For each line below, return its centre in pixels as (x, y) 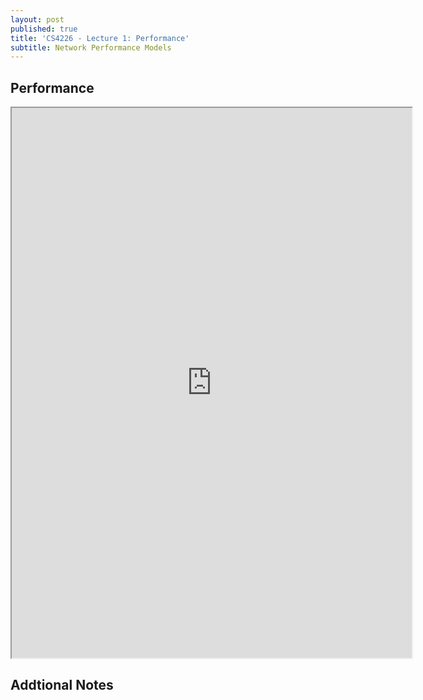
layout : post (37, 19)
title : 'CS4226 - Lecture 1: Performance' (100, 38)
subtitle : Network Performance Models (91, 47)
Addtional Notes (62, 685)
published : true (44, 29)
